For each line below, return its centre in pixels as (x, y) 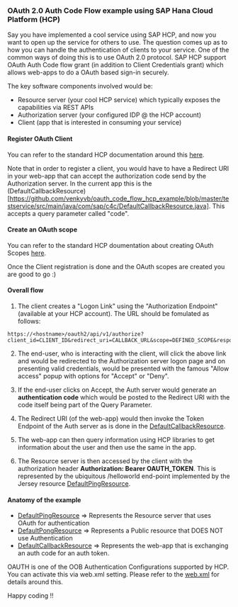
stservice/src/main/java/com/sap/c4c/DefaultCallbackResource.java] (108, 206)
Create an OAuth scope (42, 229)
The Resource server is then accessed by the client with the (105, 461)
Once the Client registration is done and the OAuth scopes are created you (116, 266)
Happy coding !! (31, 596)
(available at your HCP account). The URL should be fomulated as (113, 313)
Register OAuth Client (40, 138)
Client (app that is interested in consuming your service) (100, 123)
